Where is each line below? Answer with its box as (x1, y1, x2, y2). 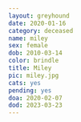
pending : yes (8, 86, 52, 95)
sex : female (8, 42, 48, 50)
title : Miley (8, 64, 52, 72)
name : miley (8, 34, 48, 43)
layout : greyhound (8, 11, 70, 20)
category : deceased (8, 26, 74, 35)
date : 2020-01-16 (8, 19, 67, 27)
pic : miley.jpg (8, 71, 59, 79)
